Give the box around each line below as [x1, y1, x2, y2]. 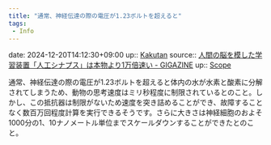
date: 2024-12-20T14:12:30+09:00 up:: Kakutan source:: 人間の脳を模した [8, 50, 256, 60]
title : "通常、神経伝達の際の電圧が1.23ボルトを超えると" [8, 11, 182, 20]
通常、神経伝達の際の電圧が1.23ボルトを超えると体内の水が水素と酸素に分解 [8, 78, 263, 87]
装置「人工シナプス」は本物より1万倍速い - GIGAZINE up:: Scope [15, 60, 232, 70]
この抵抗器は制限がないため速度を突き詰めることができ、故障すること [29, 98, 264, 108]
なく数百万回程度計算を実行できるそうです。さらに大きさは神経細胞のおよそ [8, 108, 263, 117]
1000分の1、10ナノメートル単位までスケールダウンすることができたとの [8, 118, 248, 128]
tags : [8, 19, 27, 28]
